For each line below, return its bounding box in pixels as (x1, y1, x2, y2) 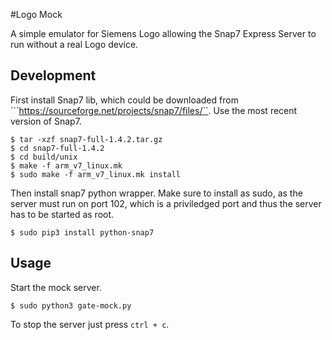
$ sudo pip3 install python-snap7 (10, 227, 155, 238)
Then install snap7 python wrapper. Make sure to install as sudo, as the (10, 187, 303, 199)
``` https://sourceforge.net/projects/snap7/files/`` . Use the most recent (10, 104, 298, 116)
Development (10, 67, 97, 84)
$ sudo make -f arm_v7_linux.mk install (10, 169, 182, 179)
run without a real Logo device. (10, 39, 139, 50)
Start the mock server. (10, 281, 102, 293)
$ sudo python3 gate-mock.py (10, 300, 132, 311)
